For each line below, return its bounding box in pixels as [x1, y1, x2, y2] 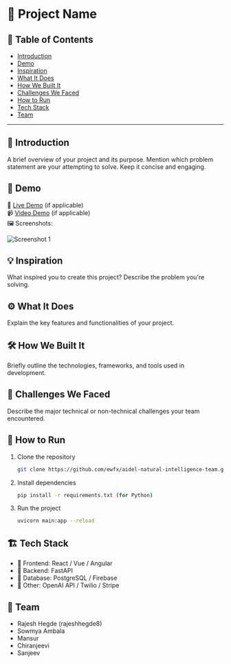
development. [7, 369, 46, 377]
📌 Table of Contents [7, 34, 93, 46]
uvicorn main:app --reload [16, 517, 95, 525]
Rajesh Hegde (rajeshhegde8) [16, 619, 102, 627]
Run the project [16, 504, 61, 512]
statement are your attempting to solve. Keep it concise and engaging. [7, 162, 206, 171]
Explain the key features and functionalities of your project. [7, 319, 175, 327]
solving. [7, 281, 30, 289]
